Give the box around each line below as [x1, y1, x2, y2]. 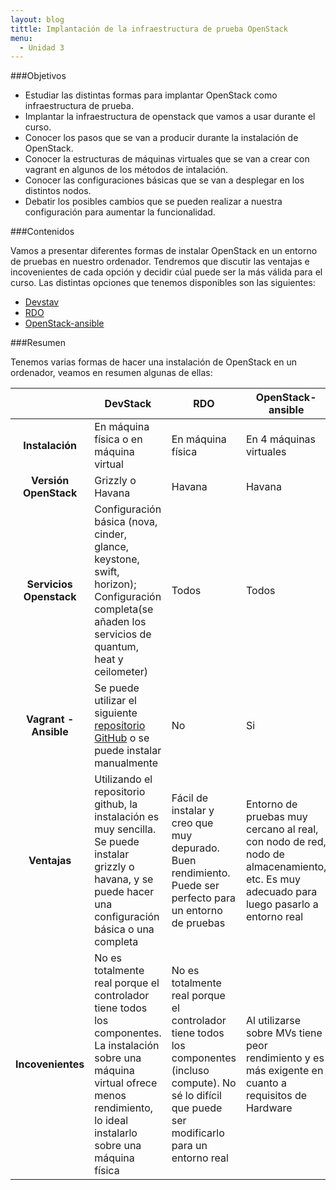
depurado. [171, 841, 220, 855]
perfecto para [171, 891, 236, 905]
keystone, [94, 552, 140, 566]
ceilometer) [94, 665, 149, 679]
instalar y [171, 804, 215, 818]
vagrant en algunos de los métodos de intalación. [24, 164, 228, 176]
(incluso [171, 1064, 210, 1078]
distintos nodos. [24, 185, 92, 197]
